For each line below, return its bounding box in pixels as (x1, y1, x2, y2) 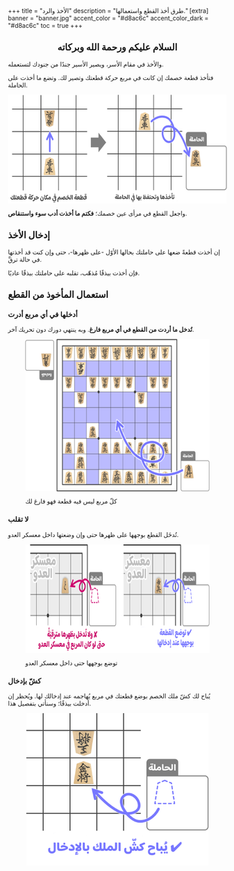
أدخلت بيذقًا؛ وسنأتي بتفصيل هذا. (8, 699, 92, 708)
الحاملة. (8, 81, 28, 89)
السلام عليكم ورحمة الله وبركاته (57, 42, 178, 54)
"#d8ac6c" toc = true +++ (8, 22, 83, 29)
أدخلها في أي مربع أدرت (8, 310, 78, 319)
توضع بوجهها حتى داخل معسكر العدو (25, 658, 118, 667)
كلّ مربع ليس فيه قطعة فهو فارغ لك (25, 497, 117, 506)
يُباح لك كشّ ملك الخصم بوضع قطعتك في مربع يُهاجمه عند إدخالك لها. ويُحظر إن (8, 692, 211, 700)
